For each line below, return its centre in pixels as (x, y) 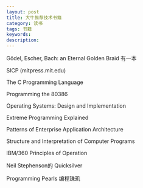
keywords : (19, 35)
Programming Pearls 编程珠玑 (44, 178)
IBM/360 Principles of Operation (47, 153)
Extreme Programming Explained (47, 117)
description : (23, 40)
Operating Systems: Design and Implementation (66, 106)
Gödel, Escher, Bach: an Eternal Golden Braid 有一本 (71, 58)
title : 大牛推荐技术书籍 (34, 18)
